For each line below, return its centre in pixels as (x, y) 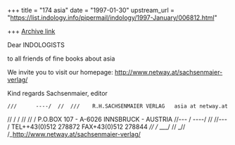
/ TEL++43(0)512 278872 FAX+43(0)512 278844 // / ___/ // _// (96, 127)
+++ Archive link (31, 31)
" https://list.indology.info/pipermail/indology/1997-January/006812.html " (112, 18)
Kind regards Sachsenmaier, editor (57, 93)
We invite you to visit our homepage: (61, 72)
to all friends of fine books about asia (61, 58)
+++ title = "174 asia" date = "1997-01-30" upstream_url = (91, 10)
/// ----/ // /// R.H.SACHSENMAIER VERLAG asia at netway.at (118, 106)
